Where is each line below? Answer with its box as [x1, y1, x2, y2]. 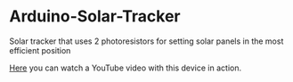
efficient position [9, 45, 71, 55]
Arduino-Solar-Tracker [9, 6, 181, 27]
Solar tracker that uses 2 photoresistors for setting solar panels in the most [9, 36, 284, 46]
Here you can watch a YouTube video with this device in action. [9, 62, 242, 73]
